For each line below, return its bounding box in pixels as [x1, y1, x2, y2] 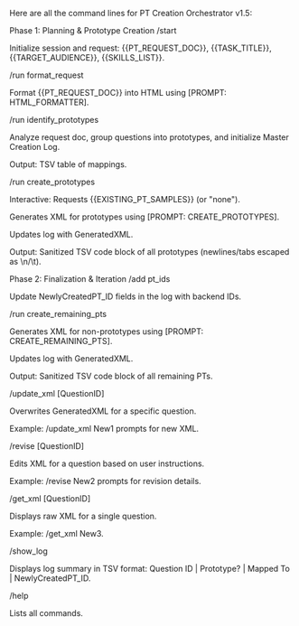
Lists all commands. [9, 608, 84, 618]
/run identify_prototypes [9, 115, 99, 125]
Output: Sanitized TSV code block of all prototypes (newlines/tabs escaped [9, 247, 290, 257]
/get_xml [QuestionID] [9, 493, 91, 504]
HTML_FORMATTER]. [9, 97, 89, 107]
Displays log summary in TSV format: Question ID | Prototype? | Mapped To [9, 564, 291, 574]
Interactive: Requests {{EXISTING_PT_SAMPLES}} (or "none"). [9, 194, 241, 204]
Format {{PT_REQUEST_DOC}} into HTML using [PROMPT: [9, 88, 228, 98]
